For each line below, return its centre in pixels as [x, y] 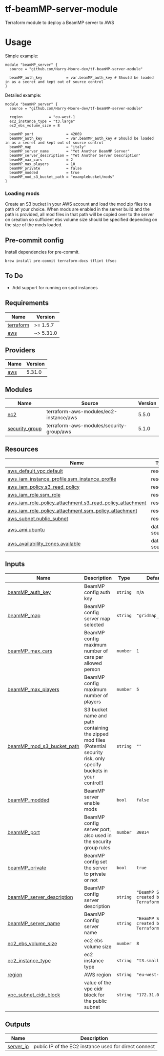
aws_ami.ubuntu [26, 530]
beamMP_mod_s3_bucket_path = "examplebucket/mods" [62, 177]
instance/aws [61, 418]
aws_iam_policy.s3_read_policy [43, 487]
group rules [97, 847]
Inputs [15, 564]
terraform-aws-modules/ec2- [82, 411]
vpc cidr [94, 989]
